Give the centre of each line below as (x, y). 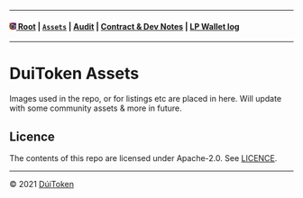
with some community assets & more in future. (96, 108)
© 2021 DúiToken (42, 184)
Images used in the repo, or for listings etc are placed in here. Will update (146, 99)
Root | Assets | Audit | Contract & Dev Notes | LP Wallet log (129, 26)
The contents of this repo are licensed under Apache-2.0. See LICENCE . (143, 157)
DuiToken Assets (74, 74)
